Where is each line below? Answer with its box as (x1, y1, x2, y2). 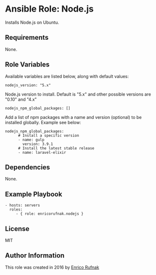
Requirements (5, 33, 49, 42)
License (5, 225, 30, 233)
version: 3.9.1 (22, 142, 53, 146)
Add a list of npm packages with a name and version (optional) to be (5, 114, 142, 120)
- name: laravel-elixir (17, 150, 67, 155)
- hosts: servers (5, 203, 40, 208)
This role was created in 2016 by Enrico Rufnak (5, 264, 100, 270)
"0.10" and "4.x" (5, 96, 37, 102)
